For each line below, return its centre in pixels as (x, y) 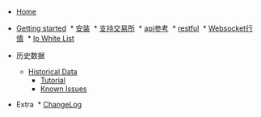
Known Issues (63, 89)
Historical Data (53, 71)
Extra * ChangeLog (49, 104)
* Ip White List (51, 38)
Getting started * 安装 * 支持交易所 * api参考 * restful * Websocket (131, 28)
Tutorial (53, 80)
